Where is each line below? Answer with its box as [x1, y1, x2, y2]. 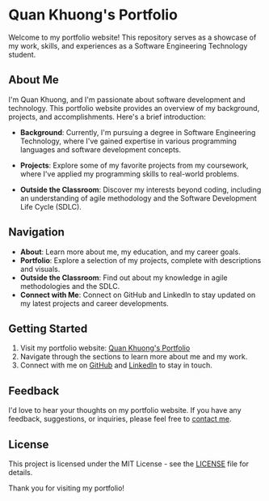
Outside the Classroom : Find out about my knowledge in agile [19, 273, 228, 282]
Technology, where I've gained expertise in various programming [19, 136, 237, 146]
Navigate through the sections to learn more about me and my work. [19, 352, 248, 362]
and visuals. [19, 264, 61, 274]
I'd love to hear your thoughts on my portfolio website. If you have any [8, 405, 242, 415]
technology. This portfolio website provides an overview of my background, [8, 103, 260, 113]
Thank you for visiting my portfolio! [8, 483, 125, 493]
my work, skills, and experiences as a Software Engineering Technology [8, 40, 248, 50]
